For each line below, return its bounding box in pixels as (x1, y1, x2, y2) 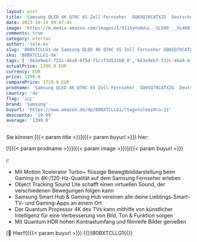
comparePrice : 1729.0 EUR (6, 80, 69, 86)
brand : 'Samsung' (6, 101, 49, 107)
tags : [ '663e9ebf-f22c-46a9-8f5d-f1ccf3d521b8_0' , (6, 57, 135, 63)
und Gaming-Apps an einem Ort (25, 200, 103, 207)
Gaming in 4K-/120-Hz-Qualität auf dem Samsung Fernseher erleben (14, 175, 181, 182)
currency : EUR (6, 69, 41, 74)
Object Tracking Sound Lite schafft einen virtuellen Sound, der (14, 181, 165, 188)
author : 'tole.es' (6, 42, 51, 47)
